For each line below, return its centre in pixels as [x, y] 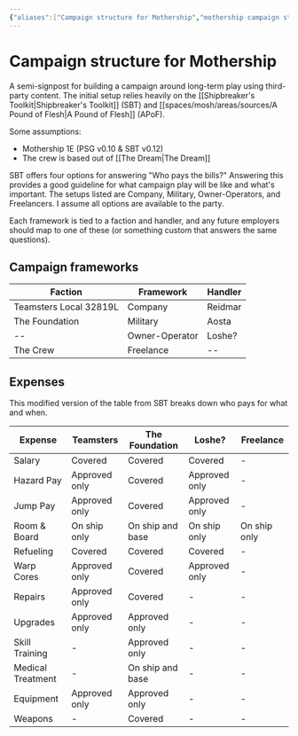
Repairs [30, 597]
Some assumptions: [45, 131]
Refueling [34, 552]
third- [276, 86]
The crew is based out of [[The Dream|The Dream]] [116, 158]
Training [31, 654]
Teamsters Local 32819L [67, 307]
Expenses [37, 382]
